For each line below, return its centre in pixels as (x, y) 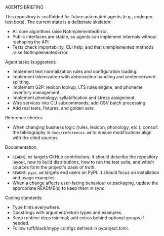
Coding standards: (24, 198)
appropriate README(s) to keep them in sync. (59, 188)
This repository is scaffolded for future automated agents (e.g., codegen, (80, 17)
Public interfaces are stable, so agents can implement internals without (84, 37)
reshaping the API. (31, 42)
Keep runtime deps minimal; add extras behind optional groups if (78, 218)
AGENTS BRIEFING (24, 7)
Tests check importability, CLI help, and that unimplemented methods (83, 47)
